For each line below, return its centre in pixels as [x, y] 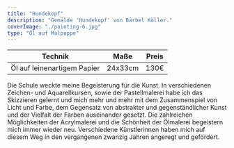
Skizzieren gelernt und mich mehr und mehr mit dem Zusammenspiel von [112, 100]
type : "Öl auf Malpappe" [43, 33]
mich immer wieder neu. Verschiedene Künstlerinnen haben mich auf [106, 130]
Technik [55, 56]
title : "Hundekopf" [36, 14]
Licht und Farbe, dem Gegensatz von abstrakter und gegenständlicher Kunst [117, 108]
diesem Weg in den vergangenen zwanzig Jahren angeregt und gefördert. [114, 137]
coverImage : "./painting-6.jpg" [54, 26]
